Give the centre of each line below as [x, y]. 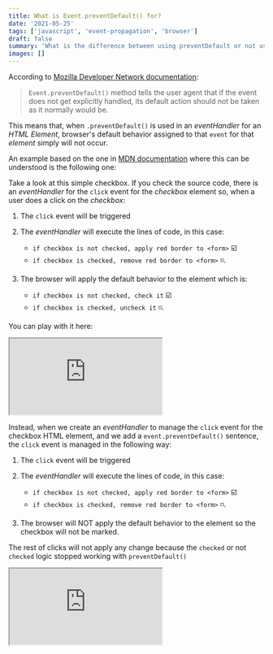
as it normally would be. [68, 110]
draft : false [30, 39]
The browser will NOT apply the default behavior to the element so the [138, 523]
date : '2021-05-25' [41, 24]
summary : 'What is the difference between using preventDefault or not [132, 46]
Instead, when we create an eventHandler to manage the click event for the [136, 427]
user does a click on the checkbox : [67, 200]
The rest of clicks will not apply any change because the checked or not [128, 548]
